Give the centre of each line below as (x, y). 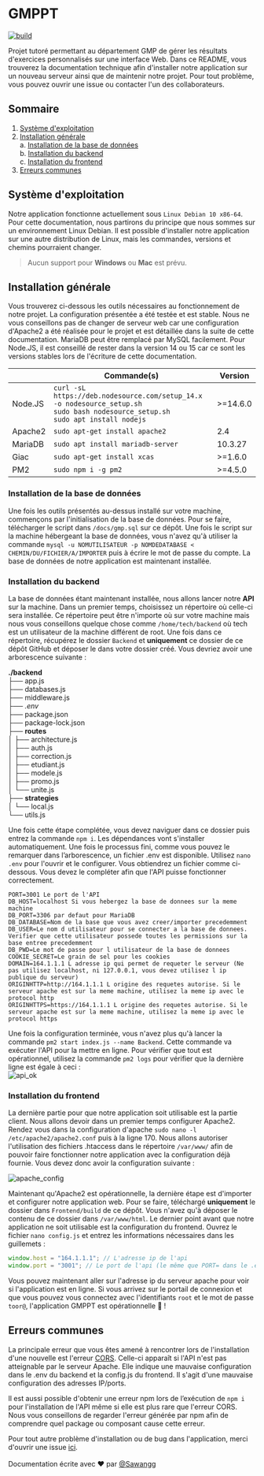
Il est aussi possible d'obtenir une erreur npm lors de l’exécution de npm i (126, 1398)
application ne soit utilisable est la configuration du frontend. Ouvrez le (123, 1227)
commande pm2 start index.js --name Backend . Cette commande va (120, 1042)
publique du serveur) (44, 977)
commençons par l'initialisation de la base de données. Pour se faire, (120, 519)
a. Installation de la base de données (79, 145)
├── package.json (38, 714)
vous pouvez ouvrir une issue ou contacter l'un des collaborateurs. (117, 84)
